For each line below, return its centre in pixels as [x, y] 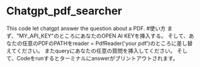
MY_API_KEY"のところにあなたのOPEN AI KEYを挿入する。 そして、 [104, 36]
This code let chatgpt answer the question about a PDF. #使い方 [86, 28]
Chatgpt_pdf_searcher [64, 11]
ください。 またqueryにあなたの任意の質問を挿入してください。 [96, 51]
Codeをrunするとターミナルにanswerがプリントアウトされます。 [98, 58]
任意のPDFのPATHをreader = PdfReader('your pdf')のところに [99, 43]
